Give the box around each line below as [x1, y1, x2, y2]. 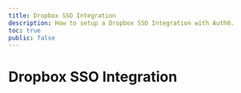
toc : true [8, 26, 42, 34]
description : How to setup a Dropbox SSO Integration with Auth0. [8, 19, 235, 27]
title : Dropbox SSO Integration [8, 11, 116, 20]
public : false [8, 33, 56, 42]
